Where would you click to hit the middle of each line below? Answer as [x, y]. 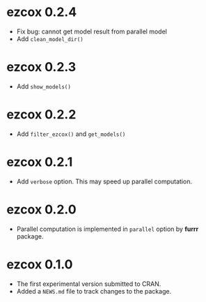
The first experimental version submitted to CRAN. [89, 284]
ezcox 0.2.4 [42, 12]
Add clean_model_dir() [50, 38]
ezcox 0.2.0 [42, 209]
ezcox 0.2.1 [40, 162]
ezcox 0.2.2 [41, 115]
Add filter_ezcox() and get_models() [71, 134]
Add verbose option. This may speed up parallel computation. [104, 181]
